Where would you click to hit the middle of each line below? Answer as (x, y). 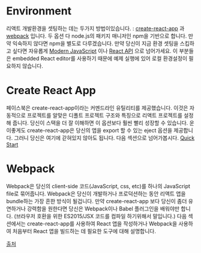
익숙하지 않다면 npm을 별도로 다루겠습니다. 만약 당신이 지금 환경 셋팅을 (95, 43)
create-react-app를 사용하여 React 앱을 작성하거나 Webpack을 (102, 224)
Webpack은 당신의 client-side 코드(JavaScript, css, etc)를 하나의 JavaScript (98, 186)
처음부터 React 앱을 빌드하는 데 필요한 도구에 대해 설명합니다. (84, 231)
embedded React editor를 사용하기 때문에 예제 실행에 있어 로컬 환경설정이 (100, 58)
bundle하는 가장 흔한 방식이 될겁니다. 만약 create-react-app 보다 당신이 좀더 (97, 201)
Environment (39, 11)
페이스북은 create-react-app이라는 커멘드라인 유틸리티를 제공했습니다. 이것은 (97, 108)
